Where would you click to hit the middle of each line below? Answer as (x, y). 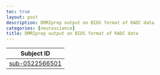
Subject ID (35, 54)
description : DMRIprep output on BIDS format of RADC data (80, 22)
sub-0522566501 (35, 64)
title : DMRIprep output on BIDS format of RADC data (72, 34)
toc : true (18, 12)
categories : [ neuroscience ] (41, 28)
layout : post (22, 17)
